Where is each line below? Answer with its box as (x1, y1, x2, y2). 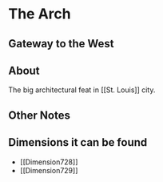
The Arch (8, 5, 71, 23)
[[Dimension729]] (19, 165, 78, 175)
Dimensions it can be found (8, 135, 148, 149)
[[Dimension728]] (19, 157, 78, 167)
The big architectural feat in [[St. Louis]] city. (8, 85, 156, 95)
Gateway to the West (8, 37, 114, 51)
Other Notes (8, 108, 70, 122)
